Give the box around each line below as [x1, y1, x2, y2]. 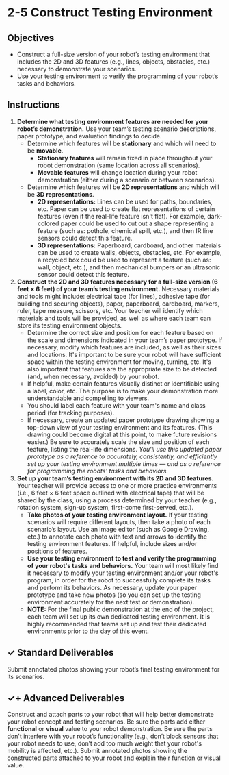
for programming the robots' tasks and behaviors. [27, 467, 169, 475]
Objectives [7, 32, 55, 44]
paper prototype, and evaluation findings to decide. [16, 132, 162, 140]
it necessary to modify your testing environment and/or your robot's [27, 569, 219, 577]
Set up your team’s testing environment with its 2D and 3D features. [16, 474, 214, 482]
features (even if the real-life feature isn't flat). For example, [37, 212, 206, 220]
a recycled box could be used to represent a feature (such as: [37, 256, 211, 264]
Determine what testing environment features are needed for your [16, 117, 208, 125]
